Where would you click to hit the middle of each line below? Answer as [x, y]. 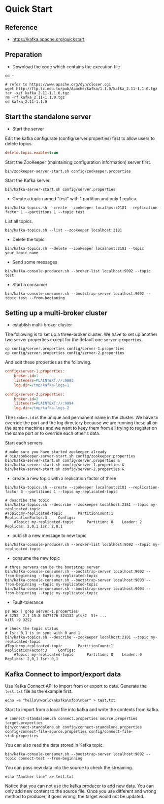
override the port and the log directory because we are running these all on [81, 423]
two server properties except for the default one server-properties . [74, 340]
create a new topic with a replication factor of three [64, 479]
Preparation [24, 55]
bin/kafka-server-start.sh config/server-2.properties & [65, 469]
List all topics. [19, 221]
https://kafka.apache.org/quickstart [48, 39]
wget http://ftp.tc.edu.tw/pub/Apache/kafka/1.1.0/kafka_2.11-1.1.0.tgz [81, 89]
